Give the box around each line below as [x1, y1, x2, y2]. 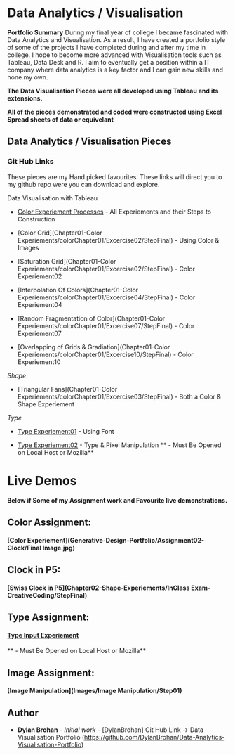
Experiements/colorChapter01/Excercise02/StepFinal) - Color [17, 264, 195, 273]
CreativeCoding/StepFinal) [7, 591, 88, 599]
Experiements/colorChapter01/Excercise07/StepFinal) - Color [17, 321, 195, 330]
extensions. [7, 93, 43, 103]
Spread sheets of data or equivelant [7, 115, 114, 124]
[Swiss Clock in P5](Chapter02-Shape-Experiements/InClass [7, 583, 190, 592]
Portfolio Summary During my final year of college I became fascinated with [7, 28, 229, 37]
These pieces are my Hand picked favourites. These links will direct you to [7, 172, 222, 181]
